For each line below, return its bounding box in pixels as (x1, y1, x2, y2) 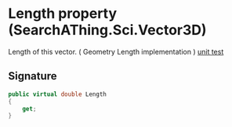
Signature (8, 69, 57, 83)
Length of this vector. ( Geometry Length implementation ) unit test (8, 47, 224, 56)
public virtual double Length (8, 90, 107, 98)
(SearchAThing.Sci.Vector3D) (8, 21, 207, 39)
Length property (8, 5, 118, 23)
